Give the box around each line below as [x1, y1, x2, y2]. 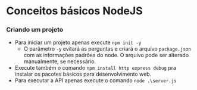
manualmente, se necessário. [23, 58, 96, 65]
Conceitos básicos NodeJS [6, 4, 143, 18]
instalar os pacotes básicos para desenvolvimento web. [14, 70, 152, 78]
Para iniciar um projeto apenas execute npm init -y [14, 39, 142, 46]
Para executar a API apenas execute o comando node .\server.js [14, 77, 177, 84]
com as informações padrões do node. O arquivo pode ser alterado [23, 52, 189, 59]
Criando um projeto [6, 26, 64, 34]
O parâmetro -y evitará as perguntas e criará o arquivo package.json [23, 45, 192, 52]
